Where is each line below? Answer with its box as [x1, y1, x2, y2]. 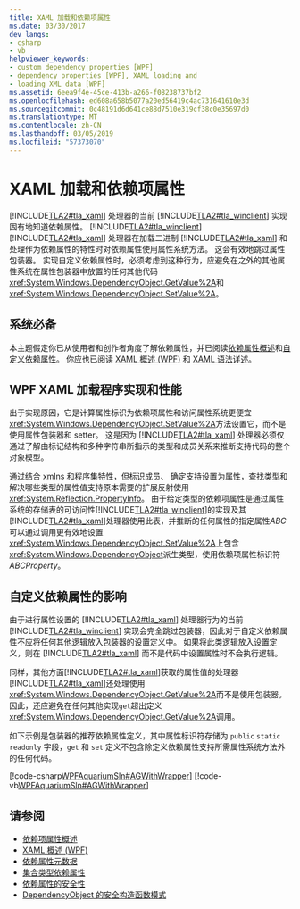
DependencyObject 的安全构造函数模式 [21, 889, 167, 900]
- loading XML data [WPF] [9, 79, 105, 88]
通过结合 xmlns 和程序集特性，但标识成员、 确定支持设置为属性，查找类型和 [9, 471, 288, 482]
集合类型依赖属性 [21, 867, 86, 878]
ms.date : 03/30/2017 [9, 21, 87, 30]
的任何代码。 [9, 753, 56, 763]
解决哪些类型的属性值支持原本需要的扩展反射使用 [9, 482, 189, 493]
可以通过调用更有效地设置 [9, 527, 104, 538]
